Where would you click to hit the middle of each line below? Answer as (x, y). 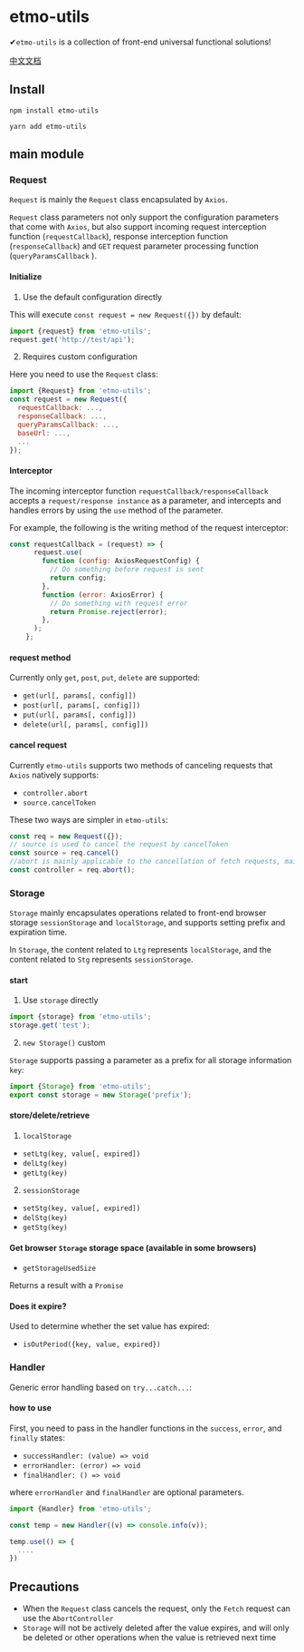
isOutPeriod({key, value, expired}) (91, 1344)
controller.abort (55, 793)
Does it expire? (38, 1306)
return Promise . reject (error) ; (109, 611)
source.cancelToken (59, 803)
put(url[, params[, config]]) (80, 715)
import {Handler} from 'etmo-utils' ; (81, 1509)
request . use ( (58, 552)
